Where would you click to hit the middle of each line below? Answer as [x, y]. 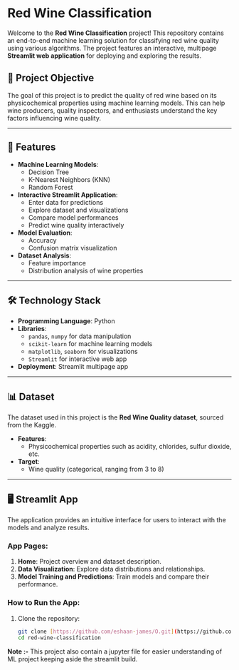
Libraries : [32, 329]
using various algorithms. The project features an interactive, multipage [112, 48]
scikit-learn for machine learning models [90, 344]
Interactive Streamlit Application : [68, 195]
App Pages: [28, 546]
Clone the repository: [49, 618]
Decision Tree [49, 172]
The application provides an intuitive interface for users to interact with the [117, 520]
